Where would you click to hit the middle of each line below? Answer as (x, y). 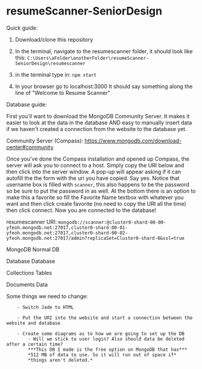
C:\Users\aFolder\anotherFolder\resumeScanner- (88, 58)
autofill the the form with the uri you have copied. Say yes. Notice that (93, 178)
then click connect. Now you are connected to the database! (81, 210)
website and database (33, 323)
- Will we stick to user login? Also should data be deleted (106, 339)
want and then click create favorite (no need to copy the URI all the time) (96, 204)
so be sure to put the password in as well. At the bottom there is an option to (101, 191)
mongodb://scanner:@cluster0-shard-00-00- (112, 222)
